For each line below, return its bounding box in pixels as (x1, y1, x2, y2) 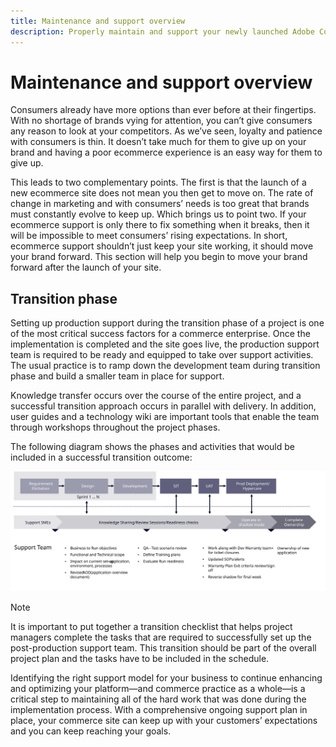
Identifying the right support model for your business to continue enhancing (10, 671, 323, 684)
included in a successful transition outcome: (10, 451, 193, 464)
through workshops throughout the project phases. (10, 421, 221, 434)
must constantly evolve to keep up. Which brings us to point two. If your (10, 208, 307, 220)
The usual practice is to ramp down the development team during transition (10, 360, 321, 372)
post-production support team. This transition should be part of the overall (10, 641, 317, 654)
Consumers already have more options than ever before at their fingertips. (10, 104, 317, 116)
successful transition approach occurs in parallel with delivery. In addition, (10, 400, 317, 412)
